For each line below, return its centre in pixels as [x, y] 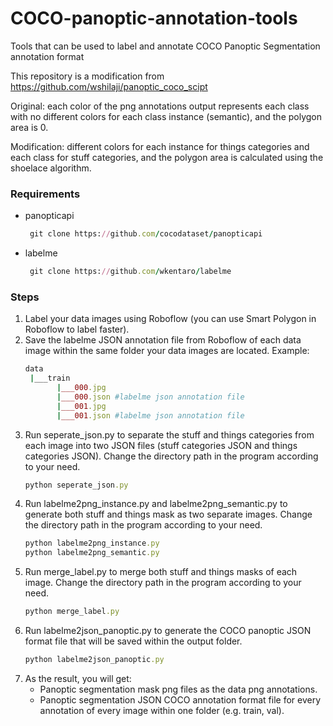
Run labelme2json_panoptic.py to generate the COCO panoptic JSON [168, 631]
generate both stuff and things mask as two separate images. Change [168, 514]
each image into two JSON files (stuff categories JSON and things [161, 445]
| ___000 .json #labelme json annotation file [150, 397]
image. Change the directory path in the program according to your [163, 583]
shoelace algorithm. [51, 168]
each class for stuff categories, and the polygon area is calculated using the [167, 157]
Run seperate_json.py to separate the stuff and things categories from [169, 434]
